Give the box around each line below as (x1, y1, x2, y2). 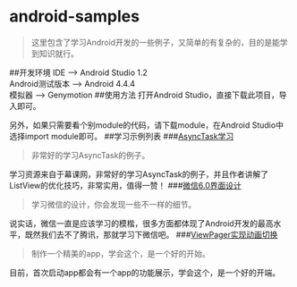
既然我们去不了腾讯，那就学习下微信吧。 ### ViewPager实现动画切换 (24, 229, 278, 240)
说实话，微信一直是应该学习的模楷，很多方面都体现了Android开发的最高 (9, 217, 274, 229)
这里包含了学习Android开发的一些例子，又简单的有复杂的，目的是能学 (30, 37, 288, 47)
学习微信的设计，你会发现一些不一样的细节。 (30, 198, 197, 209)
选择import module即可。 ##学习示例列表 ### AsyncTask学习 (9, 131, 234, 141)
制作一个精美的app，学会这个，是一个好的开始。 (30, 248, 210, 258)
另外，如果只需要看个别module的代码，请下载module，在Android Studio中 (9, 119, 284, 131)
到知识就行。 (30, 47, 79, 59)
